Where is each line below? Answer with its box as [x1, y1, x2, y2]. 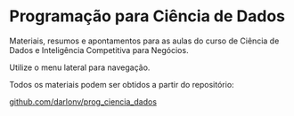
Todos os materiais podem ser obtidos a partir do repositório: [9, 79, 234, 89]
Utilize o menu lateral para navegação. [9, 62, 151, 73]
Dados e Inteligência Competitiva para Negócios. [9, 44, 189, 55]
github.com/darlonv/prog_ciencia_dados [9, 96, 158, 107]
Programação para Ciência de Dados [9, 6, 286, 27]
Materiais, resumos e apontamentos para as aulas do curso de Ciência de [9, 35, 280, 46]
